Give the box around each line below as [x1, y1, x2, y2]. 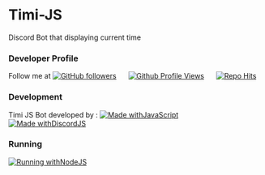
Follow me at [8, 71, 51, 81]
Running [8, 139, 43, 150]
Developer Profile [8, 53, 79, 64]
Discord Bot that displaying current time [8, 32, 142, 42]
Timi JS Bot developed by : [8, 109, 99, 119]
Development [8, 92, 63, 103]
